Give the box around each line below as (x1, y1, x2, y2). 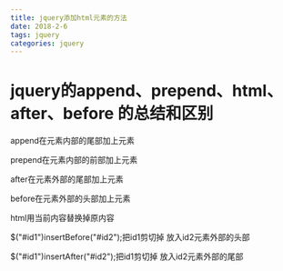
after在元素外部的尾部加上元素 (10, 174, 124, 185)
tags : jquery (10, 30, 60, 39)
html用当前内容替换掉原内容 (10, 213, 115, 224)
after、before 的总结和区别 (10, 104, 214, 124)
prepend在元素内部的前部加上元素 (10, 155, 138, 166)
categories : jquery (10, 38, 85, 48)
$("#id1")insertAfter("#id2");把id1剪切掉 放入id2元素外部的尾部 (10, 251, 244, 262)
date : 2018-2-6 (10, 22, 68, 31)
